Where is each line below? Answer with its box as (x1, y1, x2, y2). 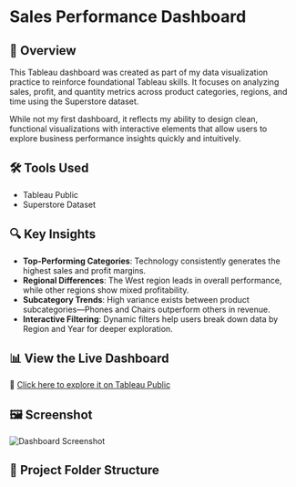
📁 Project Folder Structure (9, 462, 159, 478)
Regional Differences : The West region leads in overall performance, (22, 275, 282, 285)
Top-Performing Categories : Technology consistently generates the (22, 255, 281, 266)
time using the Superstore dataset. (9, 96, 139, 107)
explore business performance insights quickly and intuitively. (9, 133, 241, 143)
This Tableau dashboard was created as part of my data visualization (9, 67, 269, 78)
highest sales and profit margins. (22, 264, 147, 275)
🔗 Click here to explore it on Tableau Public (9, 379, 171, 390)
